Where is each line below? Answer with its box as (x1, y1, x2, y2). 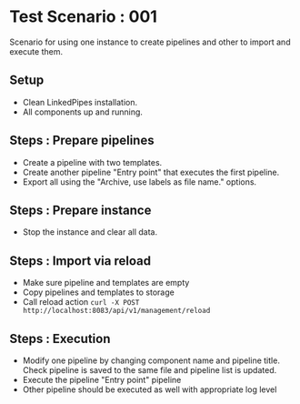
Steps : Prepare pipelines (9, 133, 155, 148)
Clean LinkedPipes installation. (22, 96, 138, 107)
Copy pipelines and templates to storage (22, 287, 175, 298)
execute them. (9, 45, 64, 56)
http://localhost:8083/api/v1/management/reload (22, 307, 211, 316)
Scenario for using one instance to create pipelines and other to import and (9, 36, 291, 47)
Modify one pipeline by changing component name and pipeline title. (22, 355, 280, 366)
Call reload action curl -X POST (22, 297, 140, 308)
